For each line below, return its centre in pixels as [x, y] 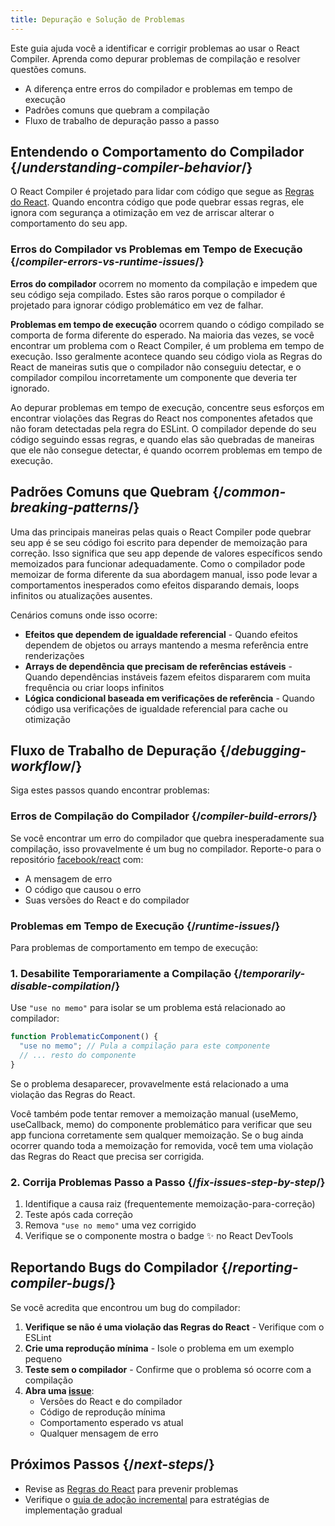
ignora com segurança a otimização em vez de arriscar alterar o [142, 213]
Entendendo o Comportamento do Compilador [157, 152]
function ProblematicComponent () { [84, 1037]
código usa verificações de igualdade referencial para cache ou [156, 708]
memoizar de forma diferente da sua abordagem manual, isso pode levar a [164, 574]
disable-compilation [61, 986]
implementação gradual [73, 1510]
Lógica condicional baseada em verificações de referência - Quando [169, 698]
